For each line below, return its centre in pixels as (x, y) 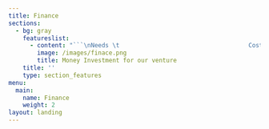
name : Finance (46, 98)
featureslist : (46, 38)
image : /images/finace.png (82, 53)
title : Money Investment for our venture (107, 61)
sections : (25, 23)
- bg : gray (34, 30)
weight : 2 (39, 105)
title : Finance (34, 16)
